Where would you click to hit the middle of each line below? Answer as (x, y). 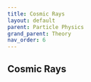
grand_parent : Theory (39, 34)
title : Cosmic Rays (36, 14)
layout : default (31, 20)
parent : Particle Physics (45, 27)
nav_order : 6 (27, 40)
